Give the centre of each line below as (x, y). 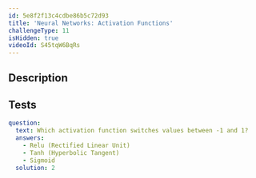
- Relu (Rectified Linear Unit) (76, 145)
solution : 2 (36, 168)
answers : (30, 138)
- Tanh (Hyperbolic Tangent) (71, 152)
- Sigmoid (39, 160)
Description (38, 78)
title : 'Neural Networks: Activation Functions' (91, 23)
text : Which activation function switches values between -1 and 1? (132, 131)
